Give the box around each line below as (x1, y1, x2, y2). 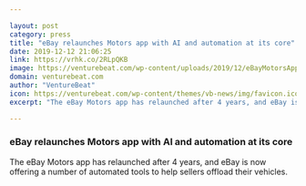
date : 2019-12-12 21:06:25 (9, 46, 112, 56)
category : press (9, 29, 71, 39)
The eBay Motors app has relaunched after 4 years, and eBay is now (9, 156, 267, 167)
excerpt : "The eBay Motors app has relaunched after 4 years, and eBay (9, 98, 287, 107)
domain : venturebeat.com (9, 72, 104, 82)
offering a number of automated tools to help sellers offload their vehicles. (9, 166, 289, 177)
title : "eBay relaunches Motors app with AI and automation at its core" (9, 38, 296, 47)
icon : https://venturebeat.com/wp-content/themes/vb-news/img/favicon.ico (9, 88, 300, 98)
